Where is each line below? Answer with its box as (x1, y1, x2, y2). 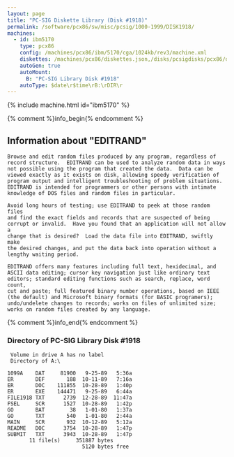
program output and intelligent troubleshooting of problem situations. (7, 177, 223, 185)
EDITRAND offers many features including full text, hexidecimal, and (7, 263, 217, 270)
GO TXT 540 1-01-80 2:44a (7, 413, 132, 420)
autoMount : (19, 68, 52, 75)
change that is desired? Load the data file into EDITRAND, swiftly (7, 233, 214, 240)
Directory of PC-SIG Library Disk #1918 (7, 335, 141, 345)
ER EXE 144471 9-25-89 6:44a (7, 389, 132, 396)
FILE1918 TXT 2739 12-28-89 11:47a (7, 394, 132, 402)
